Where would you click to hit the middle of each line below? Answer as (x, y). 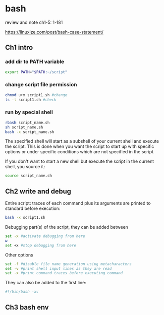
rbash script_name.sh (27, 123)
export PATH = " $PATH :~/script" (36, 72)
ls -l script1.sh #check (31, 100)
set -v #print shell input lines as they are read (58, 268)
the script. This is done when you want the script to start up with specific (80, 146)
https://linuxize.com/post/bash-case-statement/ (54, 32)
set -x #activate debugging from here (45, 236)
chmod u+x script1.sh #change (36, 95)
